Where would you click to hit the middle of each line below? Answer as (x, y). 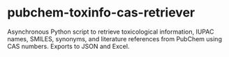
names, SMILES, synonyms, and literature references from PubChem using (114, 38)
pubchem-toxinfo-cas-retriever (101, 13)
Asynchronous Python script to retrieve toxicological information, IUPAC (111, 32)
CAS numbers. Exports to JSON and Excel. (68, 46)
